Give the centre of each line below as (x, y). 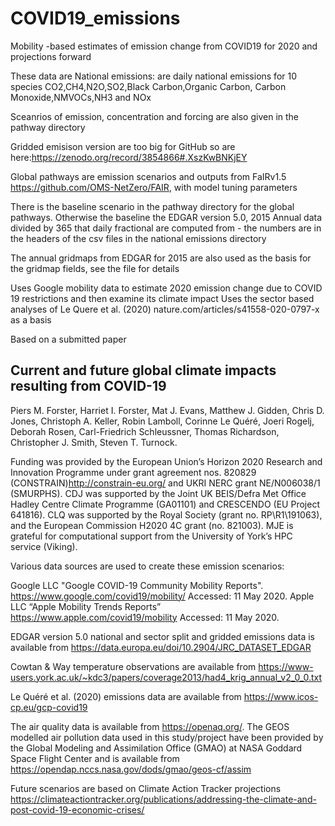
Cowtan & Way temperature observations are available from (133, 666)
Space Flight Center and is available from (95, 758)
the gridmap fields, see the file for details (95, 268)
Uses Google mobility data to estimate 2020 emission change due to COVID (166, 288)
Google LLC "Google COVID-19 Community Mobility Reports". (137, 585)
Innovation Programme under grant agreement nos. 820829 (133, 472)
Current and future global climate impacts (143, 370)
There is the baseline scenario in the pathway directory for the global (152, 206)
